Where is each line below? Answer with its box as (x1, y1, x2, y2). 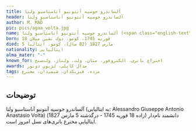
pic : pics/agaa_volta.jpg (6, 25, 69, 31)
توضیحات (6, 90, 36, 100)
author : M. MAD (6, 19, 43, 25)
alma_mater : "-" (6, 52, 45, 58)
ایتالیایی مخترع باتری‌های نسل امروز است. (6, 118, 97, 125)
